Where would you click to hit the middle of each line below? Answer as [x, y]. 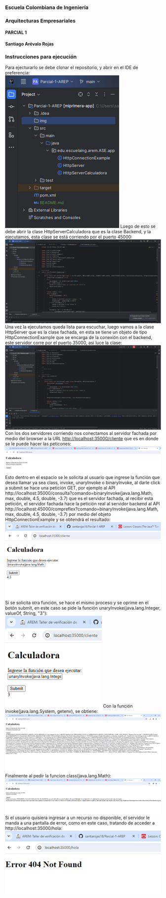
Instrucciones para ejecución [41, 57]
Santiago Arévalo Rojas [30, 44]
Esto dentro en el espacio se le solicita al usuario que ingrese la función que [83, 477]
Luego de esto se [138, 226]
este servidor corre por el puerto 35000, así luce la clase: [63, 343]
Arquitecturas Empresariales [40, 20]
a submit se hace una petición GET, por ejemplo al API [60, 487]
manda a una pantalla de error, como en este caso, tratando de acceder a [80, 823]
